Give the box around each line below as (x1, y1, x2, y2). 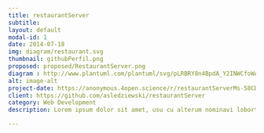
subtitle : (8, 19, 41, 27)
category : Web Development (8, 99, 97, 106)
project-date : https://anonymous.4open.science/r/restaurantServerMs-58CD (8, 84, 258, 92)
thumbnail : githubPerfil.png (8, 56, 104, 63)
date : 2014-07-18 (8, 41, 65, 49)
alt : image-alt (8, 77, 58, 84)
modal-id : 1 (8, 33, 47, 41)
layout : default (8, 26, 61, 34)
